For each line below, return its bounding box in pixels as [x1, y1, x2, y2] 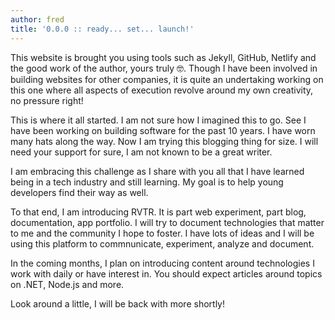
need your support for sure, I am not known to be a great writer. [10, 146, 273, 158]
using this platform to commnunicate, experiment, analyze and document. [10, 237, 315, 250]
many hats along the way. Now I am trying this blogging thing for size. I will [10, 135, 319, 147]
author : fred [10, 14, 65, 25]
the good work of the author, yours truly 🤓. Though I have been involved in [10, 62, 318, 74]
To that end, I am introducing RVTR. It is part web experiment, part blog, [10, 206, 307, 218]
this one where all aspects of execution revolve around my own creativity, [10, 84, 314, 96]
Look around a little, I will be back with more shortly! [10, 297, 225, 310]
